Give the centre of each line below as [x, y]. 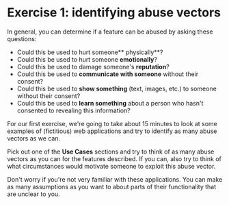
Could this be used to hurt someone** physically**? [90, 52]
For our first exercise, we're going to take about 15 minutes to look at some [112, 123]
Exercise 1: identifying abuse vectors [114, 13]
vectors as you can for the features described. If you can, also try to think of [114, 158]
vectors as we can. [33, 138]
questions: [22, 38]
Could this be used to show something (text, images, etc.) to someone [117, 88]
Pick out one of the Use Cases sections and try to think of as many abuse [111, 152]
